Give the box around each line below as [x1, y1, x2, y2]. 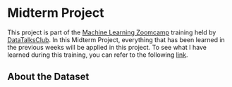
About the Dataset [7, 71, 90, 83]
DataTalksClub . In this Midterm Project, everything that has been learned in [7, 35, 226, 43]
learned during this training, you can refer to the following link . [7, 51, 188, 59]
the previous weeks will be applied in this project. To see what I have [7, 43, 207, 51]
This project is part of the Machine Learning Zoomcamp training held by [7, 28, 216, 36]
